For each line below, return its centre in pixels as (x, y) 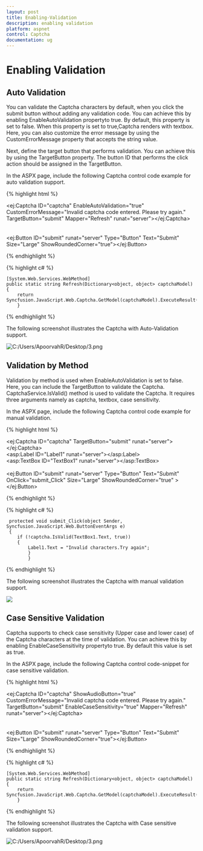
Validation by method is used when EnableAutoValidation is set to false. (95, 380)
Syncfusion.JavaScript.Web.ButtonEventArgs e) (66, 526)
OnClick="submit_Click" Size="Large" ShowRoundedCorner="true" (90, 480)
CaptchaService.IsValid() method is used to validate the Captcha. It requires (101, 393)
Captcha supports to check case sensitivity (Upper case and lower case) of (100, 633)
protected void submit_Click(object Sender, (66, 521)
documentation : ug (29, 40)
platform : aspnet (28, 29)
